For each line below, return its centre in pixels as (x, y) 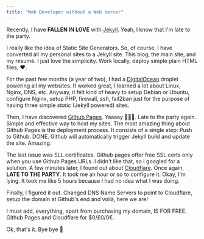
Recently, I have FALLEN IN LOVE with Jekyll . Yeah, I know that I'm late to (98, 29)
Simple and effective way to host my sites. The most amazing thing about (98, 123)
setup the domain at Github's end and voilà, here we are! (77, 199)
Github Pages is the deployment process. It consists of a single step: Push (99, 130)
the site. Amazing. (29, 143)
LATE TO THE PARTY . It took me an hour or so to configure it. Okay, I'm (96, 174)
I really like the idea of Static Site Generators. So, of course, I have (90, 48)
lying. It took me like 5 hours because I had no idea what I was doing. (93, 180)
